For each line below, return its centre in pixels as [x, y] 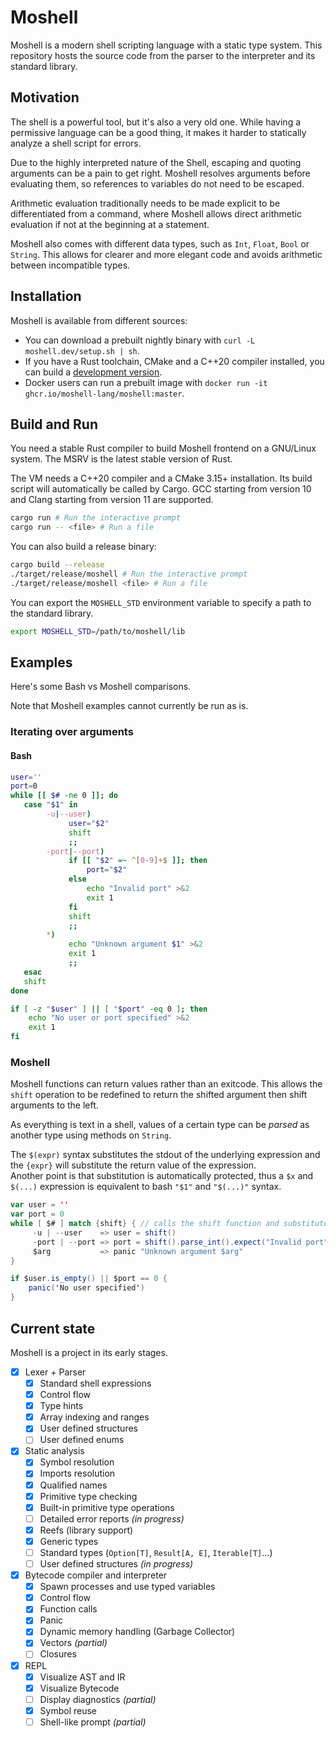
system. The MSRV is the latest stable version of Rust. [121, 459]
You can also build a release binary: [83, 547]
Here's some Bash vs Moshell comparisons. [101, 687]
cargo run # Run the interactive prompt [96, 518]
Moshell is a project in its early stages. [89, 1352]
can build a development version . [93, 372]
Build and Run [54, 424]
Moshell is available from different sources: [99, 320]
